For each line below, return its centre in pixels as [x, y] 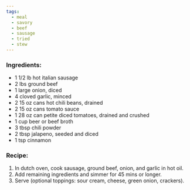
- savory [22, 22]
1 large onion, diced [38, 90]
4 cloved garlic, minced [43, 96]
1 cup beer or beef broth [44, 122]
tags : [13, 11]
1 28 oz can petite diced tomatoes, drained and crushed [82, 115]
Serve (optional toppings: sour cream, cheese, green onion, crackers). [99, 181]
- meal [19, 17]
